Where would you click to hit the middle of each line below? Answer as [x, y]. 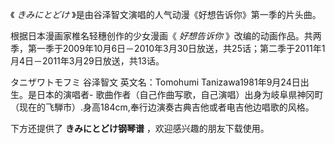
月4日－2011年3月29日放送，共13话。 [87, 61]
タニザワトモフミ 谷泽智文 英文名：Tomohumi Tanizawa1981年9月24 [151, 82]
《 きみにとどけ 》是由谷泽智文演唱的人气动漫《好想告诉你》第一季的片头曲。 [166, 14]
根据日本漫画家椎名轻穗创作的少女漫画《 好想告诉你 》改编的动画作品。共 [161, 36]
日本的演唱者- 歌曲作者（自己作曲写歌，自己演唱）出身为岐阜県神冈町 [180, 94]
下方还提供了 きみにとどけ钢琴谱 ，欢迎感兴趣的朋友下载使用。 [140, 128]
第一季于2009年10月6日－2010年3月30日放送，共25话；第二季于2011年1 [176, 48]
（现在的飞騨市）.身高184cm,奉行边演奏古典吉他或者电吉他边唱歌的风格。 [162, 107]
